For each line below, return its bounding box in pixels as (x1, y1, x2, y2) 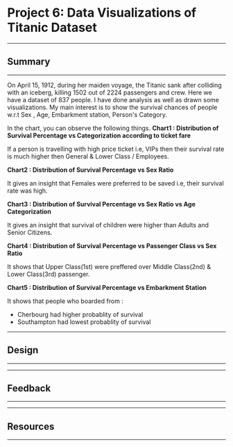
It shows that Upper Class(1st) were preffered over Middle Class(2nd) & (7, 262, 212, 270)
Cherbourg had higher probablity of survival (17, 310, 144, 318)
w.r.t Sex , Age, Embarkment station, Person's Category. (7, 110, 168, 119)
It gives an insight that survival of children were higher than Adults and (7, 220, 209, 229)
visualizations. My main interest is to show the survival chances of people (7, 103, 218, 111)
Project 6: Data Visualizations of (7, 5, 196, 21)
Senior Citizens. (7, 228, 53, 236)
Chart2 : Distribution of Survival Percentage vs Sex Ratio (7, 165, 174, 174)
